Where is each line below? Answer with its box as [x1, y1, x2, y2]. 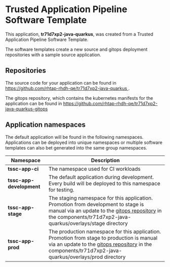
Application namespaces [5, 121, 86, 129]
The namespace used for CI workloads [48, 165, 141, 172]
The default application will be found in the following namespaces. [5, 134, 144, 140]
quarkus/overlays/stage [48, 219, 105, 226]
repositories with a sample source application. [5, 52, 101, 58]
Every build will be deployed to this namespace [48, 180, 160, 187]
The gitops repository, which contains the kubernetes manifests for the [5, 95, 153, 101]
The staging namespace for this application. [48, 194, 153, 201]
